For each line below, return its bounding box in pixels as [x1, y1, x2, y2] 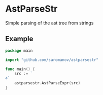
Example [5, 35, 33, 43]
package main [5, 48, 33, 53]
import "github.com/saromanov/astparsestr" [5, 57, 99, 62]
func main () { [5, 67, 36, 72]
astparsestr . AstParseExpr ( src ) [14, 81, 81, 86]
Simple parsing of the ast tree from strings [5, 20, 94, 26]
